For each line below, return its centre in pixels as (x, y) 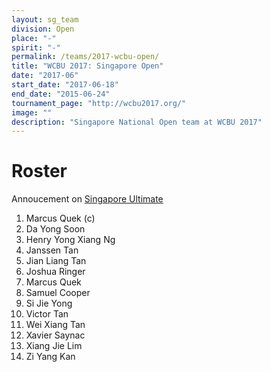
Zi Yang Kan (50, 357)
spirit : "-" (36, 47)
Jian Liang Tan (56, 261)
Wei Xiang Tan (55, 325)
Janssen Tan (52, 250)
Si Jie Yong (49, 303)
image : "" (32, 112)
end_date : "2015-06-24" (61, 94)
